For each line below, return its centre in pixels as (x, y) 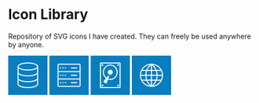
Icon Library (48, 15)
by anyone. (26, 44)
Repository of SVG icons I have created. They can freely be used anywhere (129, 36)
